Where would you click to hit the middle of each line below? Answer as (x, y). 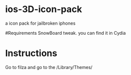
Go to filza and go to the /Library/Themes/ (49, 67)
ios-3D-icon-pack (44, 9)
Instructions (31, 53)
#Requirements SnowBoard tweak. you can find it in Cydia (65, 33)
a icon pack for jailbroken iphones (40, 23)
